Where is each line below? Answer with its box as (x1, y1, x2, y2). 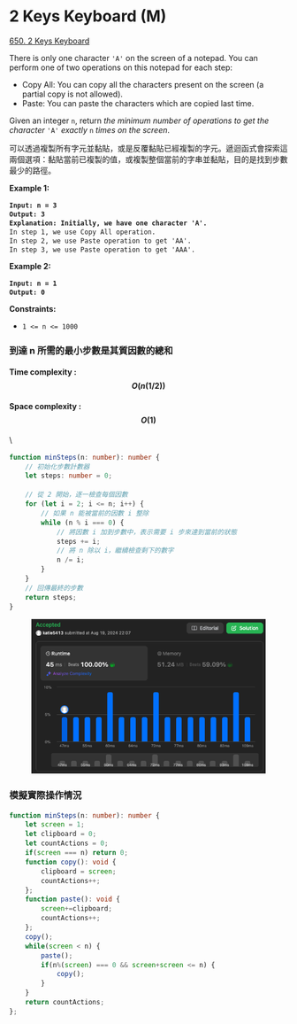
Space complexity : (9, 401, 82, 412)
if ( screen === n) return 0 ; (25, 849, 128, 857)
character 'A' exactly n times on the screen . (9, 124, 171, 135)
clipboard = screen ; (41, 866, 117, 876)
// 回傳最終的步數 (25, 583, 84, 593)
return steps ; (25, 593, 77, 601)
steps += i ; (56, 537, 101, 546)
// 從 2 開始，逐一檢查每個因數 (25, 490, 128, 500)
